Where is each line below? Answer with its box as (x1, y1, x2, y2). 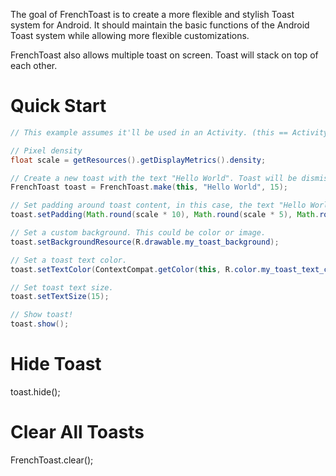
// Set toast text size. (10, 282, 114, 293)
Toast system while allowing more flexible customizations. (10, 30, 250, 41)
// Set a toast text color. (10, 255, 128, 265)
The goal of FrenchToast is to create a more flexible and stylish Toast (10, 9, 295, 20)
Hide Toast (10, 353, 102, 376)
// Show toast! (10, 310, 74, 320)
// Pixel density (10, 145, 83, 156)
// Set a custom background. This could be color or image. (10, 228, 267, 238)
